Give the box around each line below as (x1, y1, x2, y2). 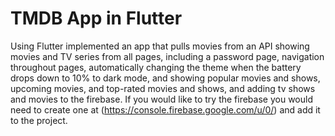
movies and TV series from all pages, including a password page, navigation (10, 50, 325, 62)
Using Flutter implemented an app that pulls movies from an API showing (10, 40, 310, 52)
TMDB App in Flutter (10, 7, 183, 30)
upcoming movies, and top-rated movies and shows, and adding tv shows (10, 82, 316, 94)
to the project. (10, 114, 68, 126)
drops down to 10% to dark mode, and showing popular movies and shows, (10, 72, 321, 84)
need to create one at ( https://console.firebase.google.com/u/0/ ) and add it (10, 103, 321, 116)
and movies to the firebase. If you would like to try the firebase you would (10, 93, 313, 105)
